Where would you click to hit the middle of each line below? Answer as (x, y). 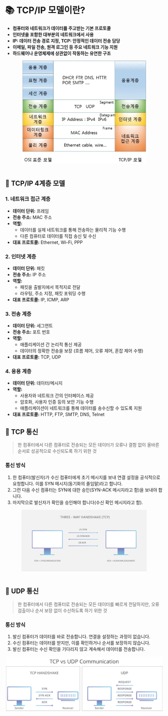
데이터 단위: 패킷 (29, 268)
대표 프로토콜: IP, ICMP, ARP (41, 299)
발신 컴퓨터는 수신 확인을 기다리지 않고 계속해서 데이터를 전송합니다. (79, 649)
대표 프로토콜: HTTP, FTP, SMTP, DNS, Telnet (58, 415)
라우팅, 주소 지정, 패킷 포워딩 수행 (53, 293)
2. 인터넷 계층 (21, 256)
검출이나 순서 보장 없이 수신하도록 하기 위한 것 (62, 610)
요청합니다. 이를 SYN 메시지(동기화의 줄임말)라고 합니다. (67, 483)
